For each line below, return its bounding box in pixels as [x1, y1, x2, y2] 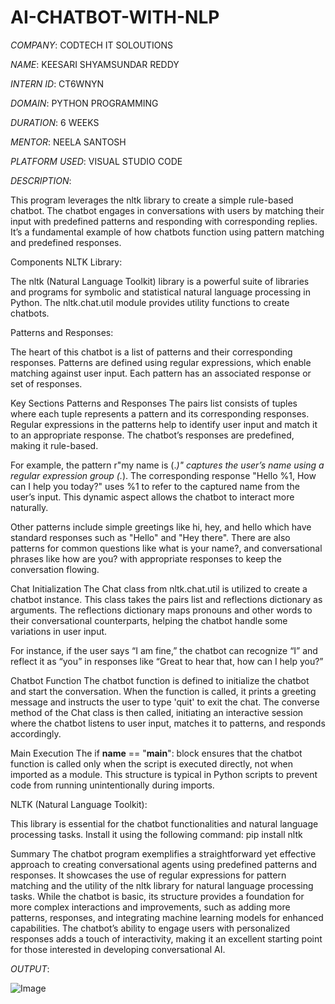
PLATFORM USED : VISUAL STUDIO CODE [10, 155, 183, 167]
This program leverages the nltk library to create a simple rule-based [10, 194, 294, 206]
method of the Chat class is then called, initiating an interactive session [10, 706, 304, 718]
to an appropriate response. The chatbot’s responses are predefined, [10, 429, 295, 441]
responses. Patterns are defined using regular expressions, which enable [10, 356, 312, 368]
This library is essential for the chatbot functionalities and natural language [10, 817, 319, 830]
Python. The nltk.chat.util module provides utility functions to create [10, 296, 290, 308]
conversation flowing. [10, 563, 100, 575]
